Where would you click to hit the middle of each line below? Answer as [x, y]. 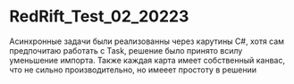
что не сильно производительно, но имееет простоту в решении [133, 70]
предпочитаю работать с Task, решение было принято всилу [126, 50]
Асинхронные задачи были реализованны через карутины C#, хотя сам [147, 41]
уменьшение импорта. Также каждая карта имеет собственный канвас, [147, 60]
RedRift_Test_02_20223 [99, 17]
